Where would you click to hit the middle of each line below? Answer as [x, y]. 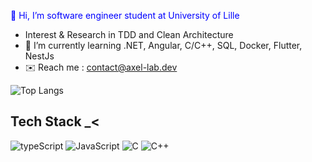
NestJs [39, 56]
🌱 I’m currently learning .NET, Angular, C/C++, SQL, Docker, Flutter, [163, 45]
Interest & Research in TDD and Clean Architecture [129, 34]
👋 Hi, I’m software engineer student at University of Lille [125, 15]
